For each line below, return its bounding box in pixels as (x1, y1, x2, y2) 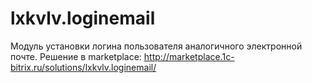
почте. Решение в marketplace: (10, 50, 142, 62)
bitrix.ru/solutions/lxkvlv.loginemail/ (10, 61, 157, 73)
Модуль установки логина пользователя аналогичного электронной (10, 40, 303, 52)
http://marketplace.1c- (143, 50, 235, 62)
